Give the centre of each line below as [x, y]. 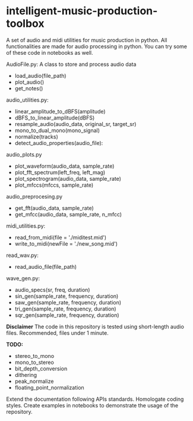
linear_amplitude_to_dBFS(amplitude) [60, 111]
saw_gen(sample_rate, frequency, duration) [68, 302]
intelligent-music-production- [82, 11]
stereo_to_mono [34, 356]
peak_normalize [34, 381]
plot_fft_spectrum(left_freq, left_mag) [60, 172]
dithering [26, 375]
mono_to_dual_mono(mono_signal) [57, 130]
